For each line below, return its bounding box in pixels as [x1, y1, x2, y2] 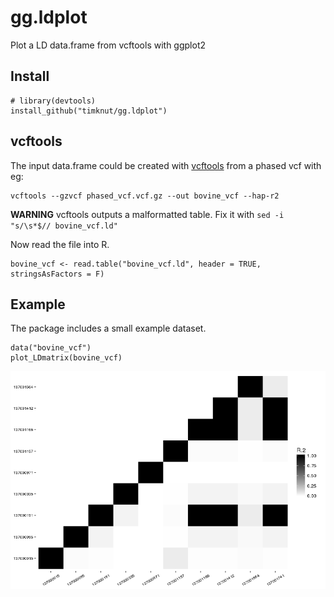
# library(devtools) [10, 96, 97, 106]
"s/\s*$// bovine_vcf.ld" [10, 221, 118, 231]
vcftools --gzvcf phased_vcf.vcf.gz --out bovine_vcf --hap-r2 [10, 191, 280, 201]
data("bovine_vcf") [10, 343, 92, 353]
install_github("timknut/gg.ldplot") [10, 106, 168, 116]
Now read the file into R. [10, 238, 110, 250]
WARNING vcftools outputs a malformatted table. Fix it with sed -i [10, 208, 285, 220]
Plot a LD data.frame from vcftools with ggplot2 [10, 39, 207, 51]
